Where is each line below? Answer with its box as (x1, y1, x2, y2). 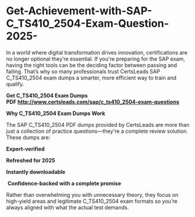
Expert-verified (6, 145, 45, 152)
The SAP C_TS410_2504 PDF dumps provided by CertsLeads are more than (6, 121, 190, 128)
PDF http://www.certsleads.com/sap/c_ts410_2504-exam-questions (6, 98, 180, 105)
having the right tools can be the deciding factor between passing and (6, 61, 177, 69)
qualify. (6, 80, 24, 87)
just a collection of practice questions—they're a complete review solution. (6, 127, 188, 135)
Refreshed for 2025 (6, 157, 56, 164)
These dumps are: (6, 133, 51, 141)
